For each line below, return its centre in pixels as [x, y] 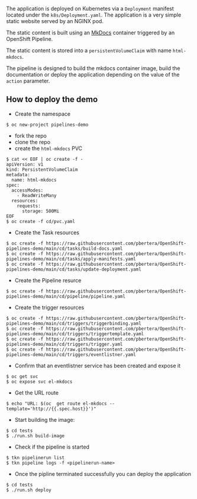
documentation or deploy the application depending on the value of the [93, 74]
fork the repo [31, 135]
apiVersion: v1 [25, 164]
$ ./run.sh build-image [35, 436]
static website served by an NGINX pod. [55, 21]
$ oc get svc [22, 376]
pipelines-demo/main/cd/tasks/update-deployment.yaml [74, 269]
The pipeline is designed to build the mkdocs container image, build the [93, 68]
